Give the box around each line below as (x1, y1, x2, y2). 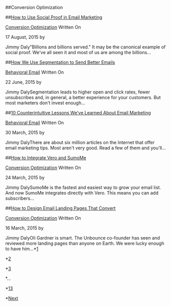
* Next (5, 295, 18, 301)
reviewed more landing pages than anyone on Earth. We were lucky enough (5, 240, 164, 246)
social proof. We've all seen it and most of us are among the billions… (5, 50, 152, 55)
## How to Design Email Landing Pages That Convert (5, 205, 116, 211)
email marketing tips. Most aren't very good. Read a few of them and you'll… (5, 145, 166, 151)
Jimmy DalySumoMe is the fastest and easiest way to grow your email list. (5, 184, 161, 191)
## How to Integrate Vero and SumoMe (5, 155, 87, 160)
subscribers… (5, 195, 34, 201)
